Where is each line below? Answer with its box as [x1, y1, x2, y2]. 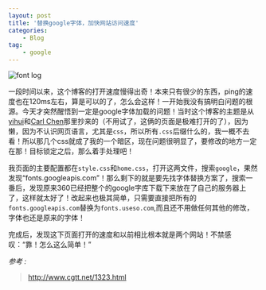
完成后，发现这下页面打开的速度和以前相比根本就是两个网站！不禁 [8, 230, 225, 239]
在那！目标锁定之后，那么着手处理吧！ [8, 146, 134, 156]
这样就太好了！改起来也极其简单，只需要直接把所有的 [22, 193, 197, 203]
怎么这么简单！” [39, 240, 92, 249]
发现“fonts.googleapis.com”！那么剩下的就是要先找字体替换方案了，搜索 [8, 173, 246, 183]
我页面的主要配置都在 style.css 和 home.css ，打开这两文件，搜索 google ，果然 [8, 164, 258, 172]
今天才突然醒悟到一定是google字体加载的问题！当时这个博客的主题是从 [22, 106, 255, 116]
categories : [8, 26, 48, 34]
